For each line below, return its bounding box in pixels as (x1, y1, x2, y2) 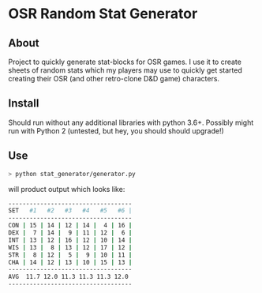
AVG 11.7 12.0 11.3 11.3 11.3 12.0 (8, 273, 129, 281)
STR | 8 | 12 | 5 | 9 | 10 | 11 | (8, 250, 133, 259)
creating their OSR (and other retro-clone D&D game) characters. (8, 74, 219, 83)
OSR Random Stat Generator (8, 5, 198, 23)
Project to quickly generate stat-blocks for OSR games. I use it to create (8, 57, 242, 66)
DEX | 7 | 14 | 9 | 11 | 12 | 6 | (8, 229, 133, 237)
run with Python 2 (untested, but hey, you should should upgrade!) (8, 126, 225, 135)
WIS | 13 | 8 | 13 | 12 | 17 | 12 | (8, 243, 133, 251)
